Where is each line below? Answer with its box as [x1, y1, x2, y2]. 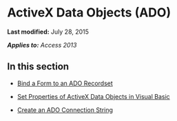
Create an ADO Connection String [17, 105, 114, 114]
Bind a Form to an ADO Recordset [17, 79, 114, 87]
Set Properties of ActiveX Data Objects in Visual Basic [17, 92, 170, 100]
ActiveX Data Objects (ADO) [7, 5, 171, 21]
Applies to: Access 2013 [7, 41, 77, 49]
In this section [7, 60, 70, 73]
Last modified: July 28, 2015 [7, 27, 90, 36]
